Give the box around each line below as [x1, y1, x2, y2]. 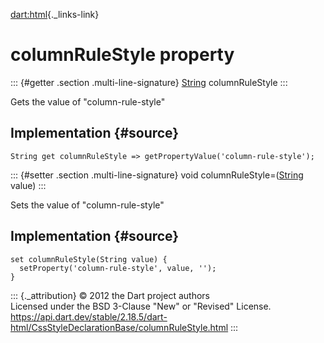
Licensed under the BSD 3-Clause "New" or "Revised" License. [10, 300, 272, 312]
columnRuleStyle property [10, 44, 235, 66]
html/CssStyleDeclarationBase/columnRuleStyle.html [10, 321, 229, 333]
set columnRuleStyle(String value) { [10, 254, 168, 264]
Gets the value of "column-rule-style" [10, 95, 166, 108]
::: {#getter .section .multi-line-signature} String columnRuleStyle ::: [10, 76, 288, 88]
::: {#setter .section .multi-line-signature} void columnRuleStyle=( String [10, 169, 304, 181]
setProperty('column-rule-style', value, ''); [19, 263, 217, 273]
